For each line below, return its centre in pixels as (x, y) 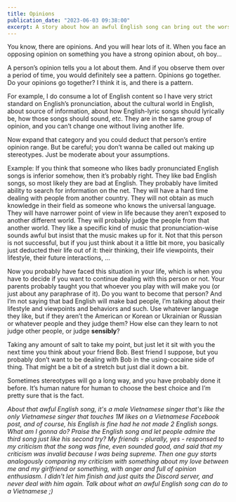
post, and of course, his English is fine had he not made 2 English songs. (113, 424)
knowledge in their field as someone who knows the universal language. (112, 206)
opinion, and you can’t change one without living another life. (96, 126)
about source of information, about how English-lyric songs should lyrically (116, 111)
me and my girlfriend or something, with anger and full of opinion (102, 469)
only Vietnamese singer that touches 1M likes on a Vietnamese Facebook (113, 417)
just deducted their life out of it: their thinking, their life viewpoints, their (111, 251)
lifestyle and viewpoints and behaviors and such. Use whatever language (113, 309)
